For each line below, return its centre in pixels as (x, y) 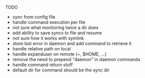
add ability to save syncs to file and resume (57, 33)
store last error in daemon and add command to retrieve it (72, 43)
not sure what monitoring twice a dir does (55, 27)
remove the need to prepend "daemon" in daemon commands (76, 59)
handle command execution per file (49, 22)
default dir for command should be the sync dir (61, 70)
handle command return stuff (42, 65)
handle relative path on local (41, 49)
